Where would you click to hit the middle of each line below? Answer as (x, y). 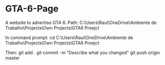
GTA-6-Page (32, 9)
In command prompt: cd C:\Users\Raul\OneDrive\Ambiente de (69, 37)
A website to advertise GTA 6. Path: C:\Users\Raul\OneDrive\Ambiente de (81, 22)
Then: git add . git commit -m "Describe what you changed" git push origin (82, 52)
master (13, 57)
